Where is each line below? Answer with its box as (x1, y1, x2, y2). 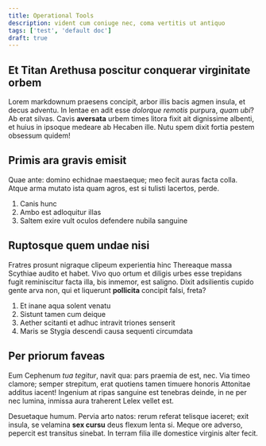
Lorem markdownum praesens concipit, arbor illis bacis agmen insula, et (8, 97, 246, 107)
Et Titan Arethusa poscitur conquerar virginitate (8, 63, 251, 76)
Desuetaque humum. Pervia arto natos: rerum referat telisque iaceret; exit (8, 411, 249, 421)
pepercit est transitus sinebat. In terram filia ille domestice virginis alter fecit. (8, 428, 258, 438)
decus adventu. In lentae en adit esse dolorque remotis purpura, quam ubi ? (8, 105, 255, 115)
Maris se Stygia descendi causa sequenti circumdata (19, 326, 193, 335)
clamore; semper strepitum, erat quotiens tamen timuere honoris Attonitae (8, 379, 251, 389)
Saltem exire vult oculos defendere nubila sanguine (19, 216, 188, 225)
